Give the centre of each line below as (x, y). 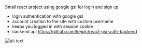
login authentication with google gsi (48, 16)
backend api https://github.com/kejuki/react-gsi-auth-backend (74, 31)
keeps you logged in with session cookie (52, 26)
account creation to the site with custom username (63, 21)
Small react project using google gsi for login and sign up (62, 7)
